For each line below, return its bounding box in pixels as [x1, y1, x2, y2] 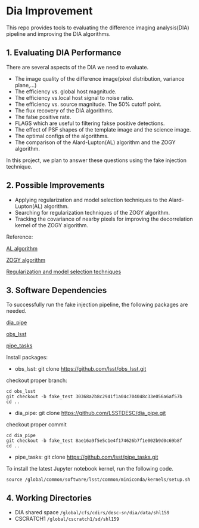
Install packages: [6, 354, 48, 361]
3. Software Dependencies [6, 285, 107, 295]
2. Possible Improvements [6, 181, 105, 191]
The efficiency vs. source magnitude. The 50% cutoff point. [14, 100, 162, 108]
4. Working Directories [6, 493, 92, 503]
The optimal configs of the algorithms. [14, 132, 109, 139]
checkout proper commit [6, 421, 67, 428]
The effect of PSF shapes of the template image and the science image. [14, 126, 191, 133]
